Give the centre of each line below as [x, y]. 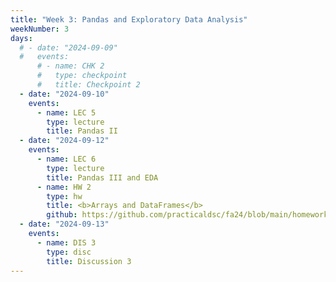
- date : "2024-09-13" [64, 224]
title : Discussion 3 [89, 261]
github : [62, 215]
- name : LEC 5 [66, 112]
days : [21, 38]
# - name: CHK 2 [70, 66]
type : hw [64, 196]
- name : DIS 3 [66, 242]
